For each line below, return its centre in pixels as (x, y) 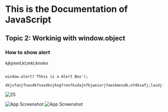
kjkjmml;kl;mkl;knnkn (27, 63)
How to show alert (28, 52)
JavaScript (28, 20)
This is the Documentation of (66, 9)
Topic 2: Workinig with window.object (65, 38)
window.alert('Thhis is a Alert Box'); (47, 76)
